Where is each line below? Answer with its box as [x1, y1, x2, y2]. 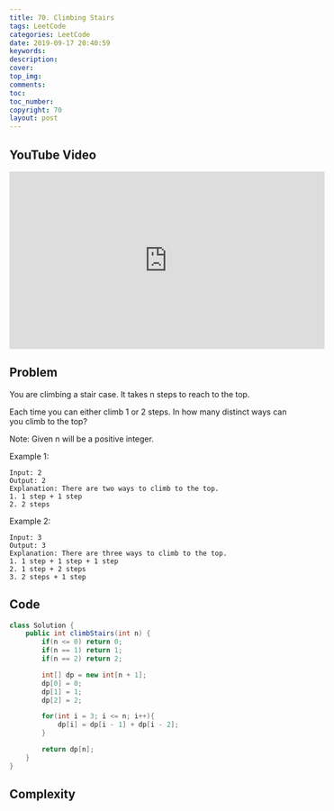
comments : [9, 80, 47, 89]
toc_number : [9, 96, 54, 106]
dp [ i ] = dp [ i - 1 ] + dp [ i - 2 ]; [57, 720, 179, 730]
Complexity [9, 787, 77, 802]
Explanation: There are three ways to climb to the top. [9, 549, 228, 558]
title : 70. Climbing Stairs [9, 13, 115, 23]
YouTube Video [9, 147, 97, 162]
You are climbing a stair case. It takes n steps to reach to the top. [9, 388, 250, 399]
